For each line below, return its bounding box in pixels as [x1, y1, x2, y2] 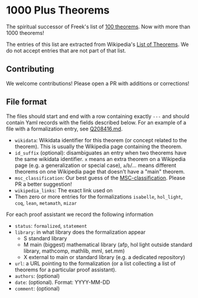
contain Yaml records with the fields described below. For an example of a [6, 119, 187, 126]
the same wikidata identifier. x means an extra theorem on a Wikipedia [14, 155, 186, 162]
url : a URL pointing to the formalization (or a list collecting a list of [14, 260, 176, 267]
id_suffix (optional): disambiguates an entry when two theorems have [14, 149, 187, 156]
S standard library [23, 234, 67, 242]
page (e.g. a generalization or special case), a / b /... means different [14, 162, 177, 169]
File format [6, 97, 47, 107]
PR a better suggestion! [14, 181, 72, 188]
